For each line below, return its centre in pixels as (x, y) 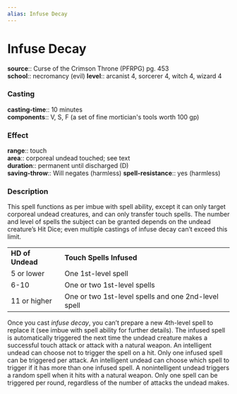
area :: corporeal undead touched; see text (69, 158)
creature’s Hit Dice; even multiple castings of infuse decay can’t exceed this (117, 229)
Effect (18, 135)
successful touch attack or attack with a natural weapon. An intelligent (109, 345)
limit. (14, 237)
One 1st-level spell (96, 274)
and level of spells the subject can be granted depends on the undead (109, 222)
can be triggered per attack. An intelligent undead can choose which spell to (119, 360)
